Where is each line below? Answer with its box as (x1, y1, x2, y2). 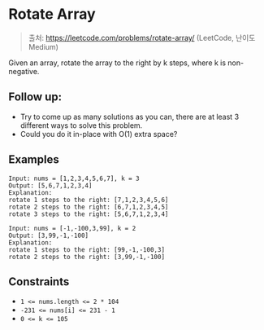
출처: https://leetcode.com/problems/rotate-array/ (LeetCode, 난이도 (28, 33, 256, 42)
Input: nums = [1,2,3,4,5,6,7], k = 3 (8, 174, 140, 183)
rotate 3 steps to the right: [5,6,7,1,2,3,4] (8, 209, 169, 218)
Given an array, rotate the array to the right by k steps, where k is (8, 58, 226, 68)
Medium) (28, 42, 59, 51)
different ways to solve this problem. (19, 120, 143, 130)
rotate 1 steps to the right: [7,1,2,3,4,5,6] (8, 196, 169, 204)
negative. (8, 66, 40, 76)
